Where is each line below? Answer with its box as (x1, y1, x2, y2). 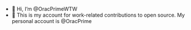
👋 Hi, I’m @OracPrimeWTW (11, 6, 78, 12)
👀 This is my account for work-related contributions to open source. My (11, 12, 185, 18)
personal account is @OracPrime (11, 18, 92, 24)
